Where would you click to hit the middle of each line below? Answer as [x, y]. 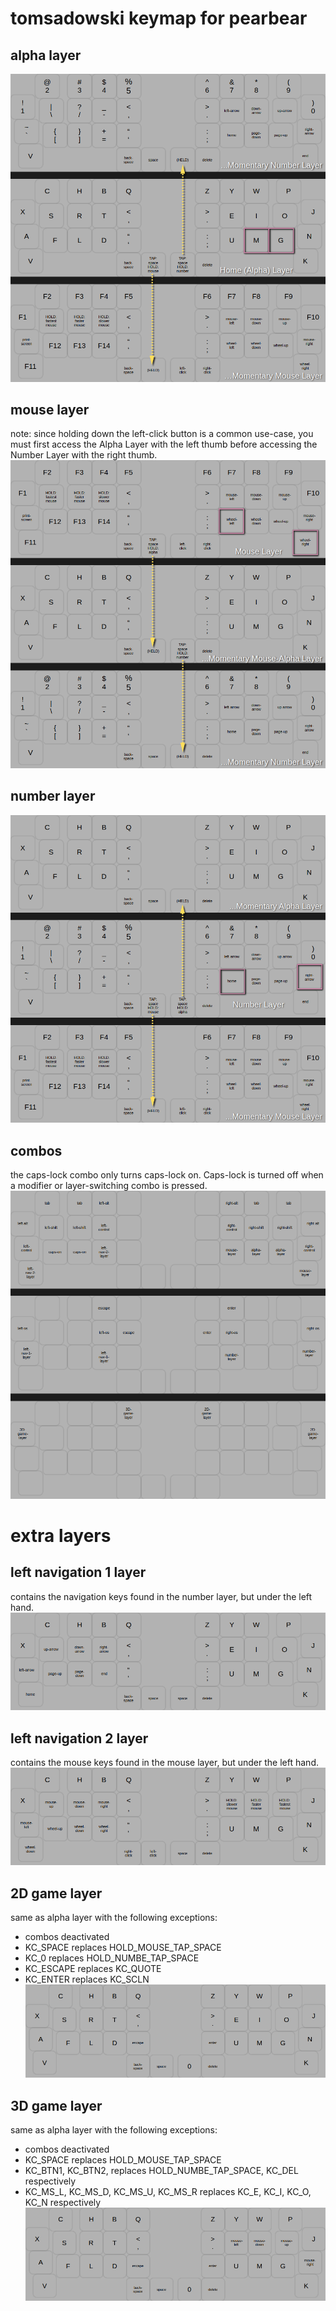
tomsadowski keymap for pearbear [159, 18]
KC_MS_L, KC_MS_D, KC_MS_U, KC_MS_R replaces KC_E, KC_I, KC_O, [168, 2192]
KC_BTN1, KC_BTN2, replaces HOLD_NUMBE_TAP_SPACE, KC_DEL [161, 2171]
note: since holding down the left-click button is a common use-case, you [162, 434]
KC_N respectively [63, 2203]
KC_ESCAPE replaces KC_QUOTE [93, 1969]
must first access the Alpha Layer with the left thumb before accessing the [164, 444]
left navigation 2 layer [79, 1738]
